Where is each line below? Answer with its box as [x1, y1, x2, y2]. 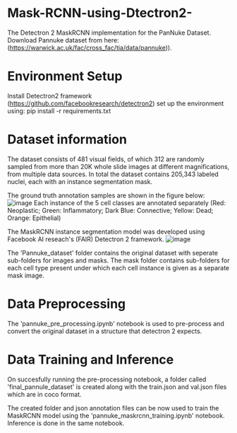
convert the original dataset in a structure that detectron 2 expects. [7, 327, 202, 335]
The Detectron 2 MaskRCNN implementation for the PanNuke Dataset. [7, 28, 212, 37]
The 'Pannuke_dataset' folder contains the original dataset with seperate [7, 248, 219, 257]
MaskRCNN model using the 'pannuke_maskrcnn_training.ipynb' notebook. [7, 411, 225, 420]
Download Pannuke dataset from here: [7, 35, 119, 44]
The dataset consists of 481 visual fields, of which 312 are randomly [7, 154, 205, 163]
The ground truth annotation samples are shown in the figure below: [7, 191, 205, 200]
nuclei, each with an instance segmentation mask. [7, 177, 153, 185]
